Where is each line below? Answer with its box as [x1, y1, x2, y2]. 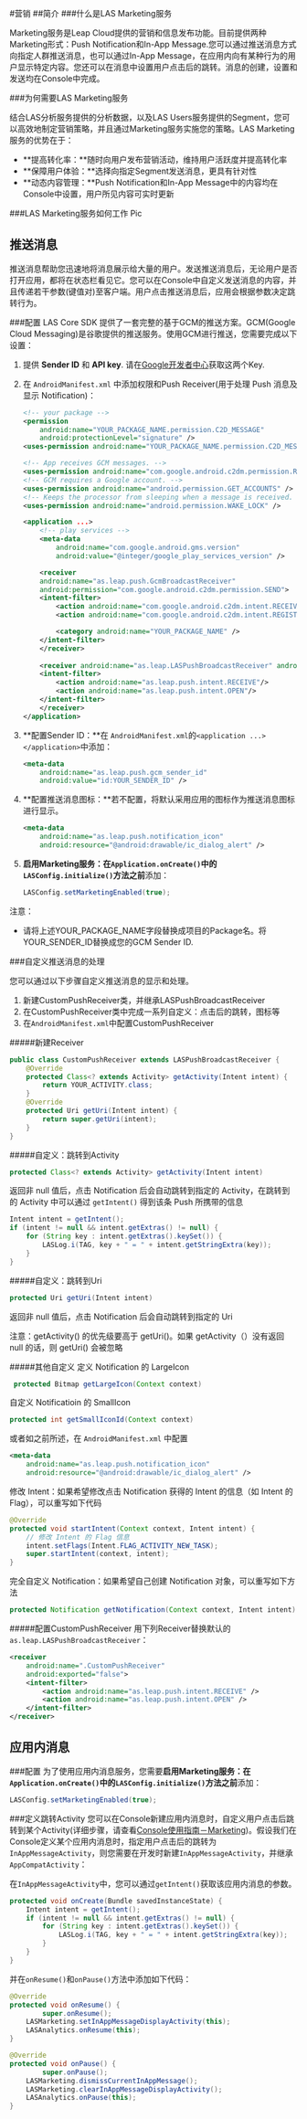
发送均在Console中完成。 [9, 73, 105, 84]
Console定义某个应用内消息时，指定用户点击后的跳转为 [9, 1836, 217, 1847]
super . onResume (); [42, 2008, 112, 2018]
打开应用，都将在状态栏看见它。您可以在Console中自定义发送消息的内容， [9, 274, 290, 285]
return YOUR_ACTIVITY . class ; [42, 1081, 153, 1090]
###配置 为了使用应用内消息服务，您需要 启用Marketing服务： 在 [9, 1765, 251, 1776]
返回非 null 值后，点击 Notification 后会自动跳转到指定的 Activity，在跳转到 [9, 1185, 291, 1196]
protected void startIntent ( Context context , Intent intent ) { [9, 1524, 256, 1533]
